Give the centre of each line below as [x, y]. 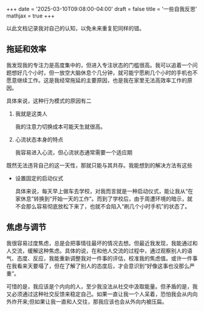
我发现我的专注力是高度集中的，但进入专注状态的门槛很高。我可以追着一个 [99, 65]
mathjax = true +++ [31, 16]
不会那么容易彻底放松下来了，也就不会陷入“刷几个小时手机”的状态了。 [103, 206]
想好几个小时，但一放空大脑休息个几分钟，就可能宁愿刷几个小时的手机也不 [104, 72]
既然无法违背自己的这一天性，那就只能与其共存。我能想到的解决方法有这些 [99, 165]
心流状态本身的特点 [39, 139]
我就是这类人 [31, 114]
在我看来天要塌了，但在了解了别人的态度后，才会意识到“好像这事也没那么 [98, 265]
